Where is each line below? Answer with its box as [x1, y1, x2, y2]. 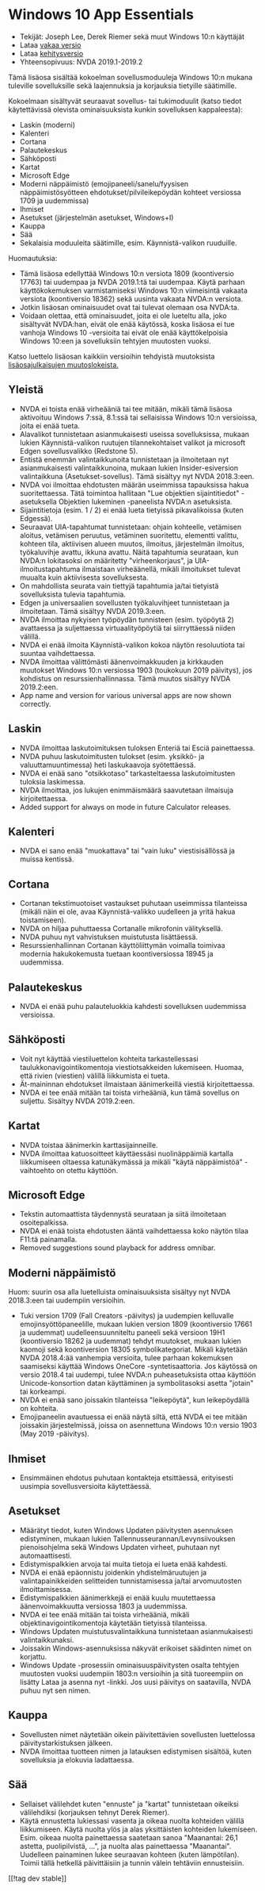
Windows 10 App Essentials [8, 6, 194, 24]
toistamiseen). [19, 915, 66, 925]
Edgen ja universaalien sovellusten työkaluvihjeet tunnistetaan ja [19, 597, 230, 608]
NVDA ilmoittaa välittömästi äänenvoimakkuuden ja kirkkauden [19, 657, 224, 666]
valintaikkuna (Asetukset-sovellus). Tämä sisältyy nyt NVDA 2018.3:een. [19, 471, 255, 481]
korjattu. [19, 1651, 47, 1661]
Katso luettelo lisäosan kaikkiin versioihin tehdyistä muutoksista [8, 351, 215, 361]
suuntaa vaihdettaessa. [19, 648, 97, 658]
